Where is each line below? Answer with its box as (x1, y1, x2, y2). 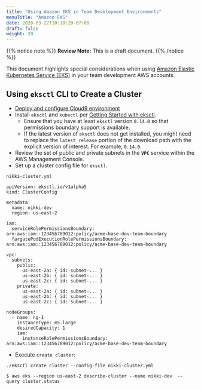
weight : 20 (6, 31, 33, 37)
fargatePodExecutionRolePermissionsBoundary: (11, 236, 127, 242)
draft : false (6, 25, 39, 32)
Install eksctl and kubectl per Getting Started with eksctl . (14, 111, 157, 118)
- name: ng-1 (11, 314, 44, 320)
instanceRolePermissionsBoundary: (22, 335, 109, 341)
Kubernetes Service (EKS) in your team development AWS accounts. (6, 72, 175, 79)
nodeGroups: (6, 309, 36, 315)
